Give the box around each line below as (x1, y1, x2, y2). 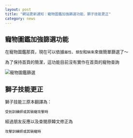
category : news (5, 16, 36, 21)
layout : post (5, 7, 31, 12)
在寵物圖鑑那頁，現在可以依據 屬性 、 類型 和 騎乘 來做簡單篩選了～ (5, 49, 129, 55)
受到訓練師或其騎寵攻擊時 (5, 109, 48, 114)
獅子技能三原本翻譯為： (5, 99, 52, 105)
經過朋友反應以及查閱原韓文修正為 (5, 119, 73, 124)
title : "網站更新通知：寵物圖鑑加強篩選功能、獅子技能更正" (5, 12, 111, 16)
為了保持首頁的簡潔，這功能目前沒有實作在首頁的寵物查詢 (5, 59, 119, 65)
